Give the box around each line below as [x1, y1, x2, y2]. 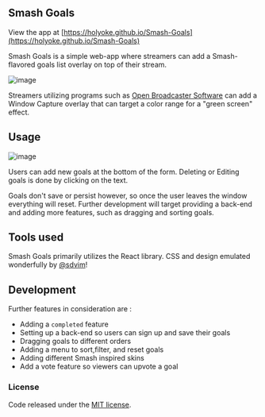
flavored [8, 60, 36, 69]
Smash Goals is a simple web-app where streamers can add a [8, 51, 211, 60]
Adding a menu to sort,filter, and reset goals [19, 345, 164, 354]
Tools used [8, 230, 64, 245]
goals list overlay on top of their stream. [36, 60, 167, 69]
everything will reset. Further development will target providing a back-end [8, 199, 252, 209]
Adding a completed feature [19, 319, 109, 329]
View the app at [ [8, 27, 64, 37]
